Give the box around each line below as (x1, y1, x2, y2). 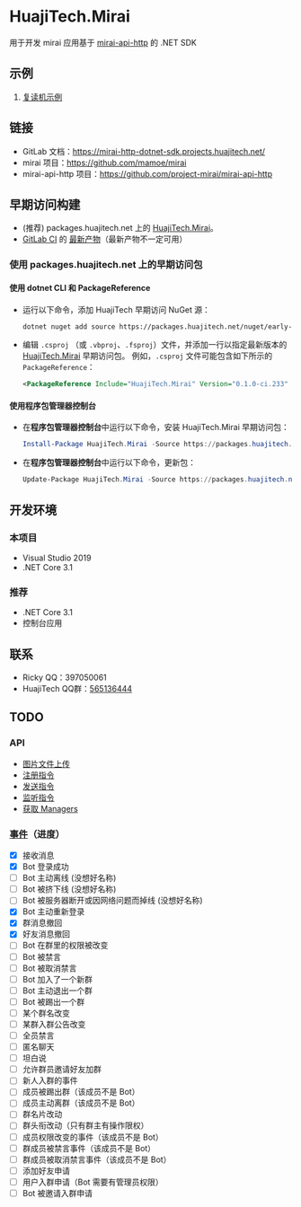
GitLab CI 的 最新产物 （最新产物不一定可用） (22, 233, 188, 244)
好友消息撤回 (22, 929, 70, 939)
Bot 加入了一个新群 (22, 974, 93, 984)
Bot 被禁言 (22, 951, 61, 962)
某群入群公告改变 (22, 1018, 86, 1029)
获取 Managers (22, 803, 78, 814)
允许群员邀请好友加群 (22, 1064, 102, 1075)
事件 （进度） (9, 828, 66, 841)
